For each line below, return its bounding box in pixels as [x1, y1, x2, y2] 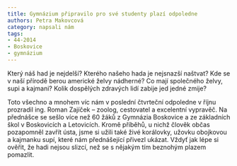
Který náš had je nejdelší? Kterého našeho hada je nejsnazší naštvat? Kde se [7, 69, 231, 78]
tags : [7, 30, 23, 37]
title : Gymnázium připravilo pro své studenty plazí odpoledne [7, 10, 198, 18]
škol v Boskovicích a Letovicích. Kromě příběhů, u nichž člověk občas [7, 120, 210, 129]
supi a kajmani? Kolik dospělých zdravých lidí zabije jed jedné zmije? [7, 84, 207, 93]
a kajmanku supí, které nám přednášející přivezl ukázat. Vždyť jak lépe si [7, 135, 219, 143]
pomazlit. [7, 150, 35, 159]
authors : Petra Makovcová [7, 17, 83, 24]
